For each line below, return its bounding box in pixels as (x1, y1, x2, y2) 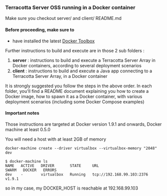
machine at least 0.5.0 (5, 126, 51, 132)
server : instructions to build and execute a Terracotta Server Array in (12, 57, 156, 63)
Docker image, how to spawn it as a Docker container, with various (5, 93, 143, 99)
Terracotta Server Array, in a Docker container (12, 73, 108, 79)
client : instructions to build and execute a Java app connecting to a (12, 68, 153, 74)
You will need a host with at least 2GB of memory (5, 136, 106, 142)
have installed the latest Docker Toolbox (12, 38, 95, 44)
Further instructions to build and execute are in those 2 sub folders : (5, 47, 145, 53)
